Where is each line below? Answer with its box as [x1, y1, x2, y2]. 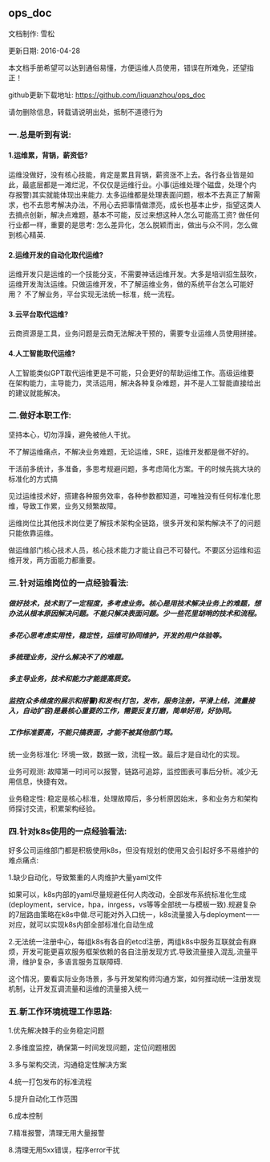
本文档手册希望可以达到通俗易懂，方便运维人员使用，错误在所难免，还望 [8, 63, 247, 72]
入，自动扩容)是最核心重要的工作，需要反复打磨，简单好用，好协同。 [8, 706, 236, 716]
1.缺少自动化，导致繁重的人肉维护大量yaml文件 [8, 872, 163, 882]
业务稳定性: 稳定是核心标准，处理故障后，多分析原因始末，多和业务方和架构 [8, 793, 258, 803]
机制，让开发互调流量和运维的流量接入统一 [8, 984, 149, 993]
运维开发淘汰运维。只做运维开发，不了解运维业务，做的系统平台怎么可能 [8, 279, 247, 289]
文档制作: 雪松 [8, 28, 54, 39]
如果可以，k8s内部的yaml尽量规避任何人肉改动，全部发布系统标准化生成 [8, 889, 247, 899]
